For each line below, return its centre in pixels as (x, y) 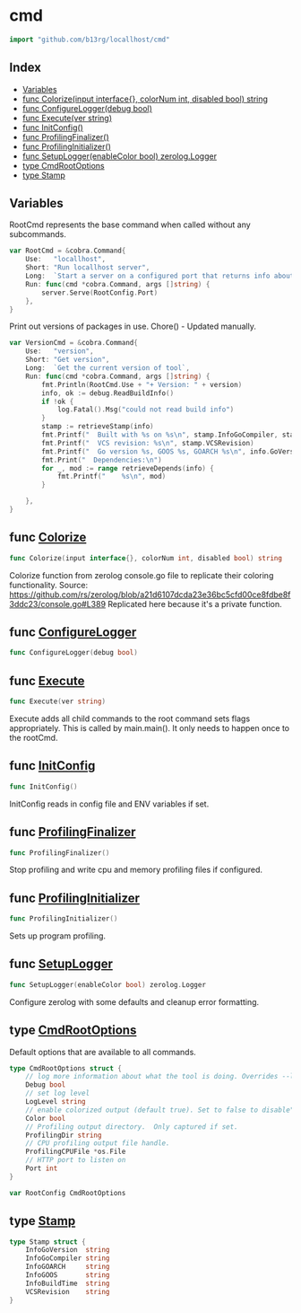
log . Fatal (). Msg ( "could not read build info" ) (146, 410)
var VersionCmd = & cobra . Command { (74, 343)
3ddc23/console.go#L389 (57, 604)
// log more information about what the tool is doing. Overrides (152, 1077)
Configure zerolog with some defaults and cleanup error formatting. (134, 1001)
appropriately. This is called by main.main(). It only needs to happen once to (149, 728)
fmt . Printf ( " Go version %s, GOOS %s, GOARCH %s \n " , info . (156, 451)
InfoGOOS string (68, 1275)
